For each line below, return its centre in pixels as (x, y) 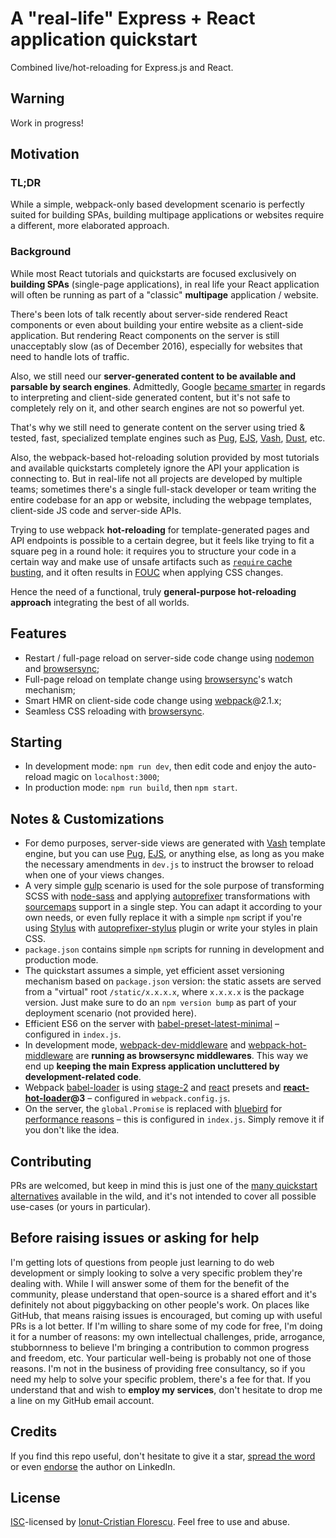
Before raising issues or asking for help (135, 1238)
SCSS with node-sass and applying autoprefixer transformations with (167, 896)
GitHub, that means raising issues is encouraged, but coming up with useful (166, 1315)
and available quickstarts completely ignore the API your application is (155, 468)
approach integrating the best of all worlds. (100, 602)
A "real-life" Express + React (133, 18)
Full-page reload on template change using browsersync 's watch (158, 679)
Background (41, 252)
